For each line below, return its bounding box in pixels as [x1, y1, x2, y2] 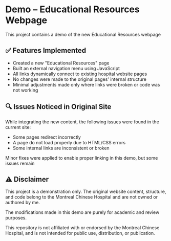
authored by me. [5, 200, 40, 206]
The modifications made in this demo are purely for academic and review [5, 209, 160, 215]
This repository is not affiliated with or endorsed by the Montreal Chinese [5, 225, 160, 231]
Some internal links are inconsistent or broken [12, 145, 110, 151]
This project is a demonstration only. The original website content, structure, [5, 188, 166, 195]
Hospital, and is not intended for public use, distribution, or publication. [5, 230, 155, 236]
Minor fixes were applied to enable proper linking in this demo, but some [5, 155, 158, 161]
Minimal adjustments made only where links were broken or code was [12, 81, 160, 87]
